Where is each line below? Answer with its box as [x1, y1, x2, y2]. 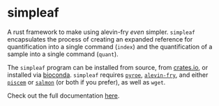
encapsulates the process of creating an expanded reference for [7, 35, 193, 43]
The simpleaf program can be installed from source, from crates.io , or [7, 63, 208, 71]
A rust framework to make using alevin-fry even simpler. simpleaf [7, 28, 195, 36]
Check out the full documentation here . [7, 91, 120, 100]
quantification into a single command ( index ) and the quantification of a [7, 42, 213, 51]
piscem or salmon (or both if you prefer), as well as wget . [7, 78, 166, 86]
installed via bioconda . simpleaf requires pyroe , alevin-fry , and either [7, 71, 209, 79]
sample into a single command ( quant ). [7, 50, 119, 58]
